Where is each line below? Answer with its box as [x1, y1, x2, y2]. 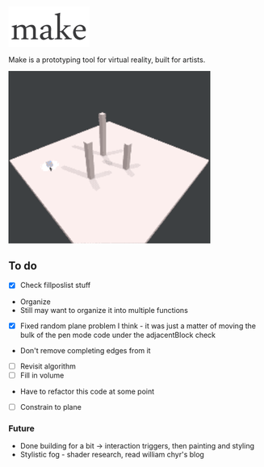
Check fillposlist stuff [19, 281, 91, 290]
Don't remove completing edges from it [19, 345, 151, 355]
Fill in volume [19, 370, 65, 380]
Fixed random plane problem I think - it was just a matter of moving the [19, 321, 257, 331]
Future [8, 423, 35, 434]
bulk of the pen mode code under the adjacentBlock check [19, 330, 216, 340]
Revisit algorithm [19, 361, 77, 371]
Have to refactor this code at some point [19, 386, 155, 396]
